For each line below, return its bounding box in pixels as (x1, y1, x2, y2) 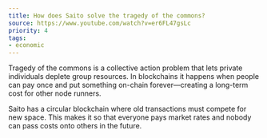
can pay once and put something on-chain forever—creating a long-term (8, 81, 249, 90)
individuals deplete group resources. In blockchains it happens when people (8, 72, 260, 81)
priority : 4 (8, 26, 48, 34)
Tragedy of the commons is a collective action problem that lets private (8, 63, 243, 73)
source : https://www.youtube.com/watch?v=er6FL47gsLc (8, 19, 192, 27)
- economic (8, 41, 45, 49)
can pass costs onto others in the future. (8, 121, 142, 131)
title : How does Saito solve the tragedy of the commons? (8, 11, 205, 20)
